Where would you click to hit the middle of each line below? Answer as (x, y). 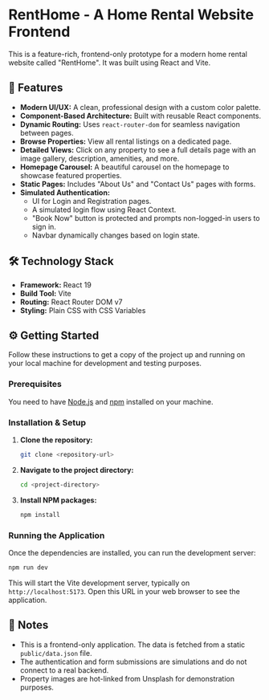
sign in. (44, 226)
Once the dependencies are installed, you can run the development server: (132, 552)
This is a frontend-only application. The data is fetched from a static (132, 645)
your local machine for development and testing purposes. (105, 364)
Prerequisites (35, 385)
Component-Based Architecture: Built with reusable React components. (141, 116)
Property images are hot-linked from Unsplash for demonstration (127, 678)
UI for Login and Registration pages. (92, 201)
